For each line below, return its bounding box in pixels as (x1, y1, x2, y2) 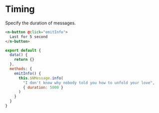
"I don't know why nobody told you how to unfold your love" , (23, 80, 155, 85)
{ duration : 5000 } (23, 85, 64, 90)
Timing (5, 3, 35, 15)
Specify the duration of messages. (5, 20, 76, 26)
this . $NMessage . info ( (18, 76, 64, 81)
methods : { (9, 66, 32, 72)
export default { (5, 48, 41, 53)
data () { (9, 52, 28, 58)
